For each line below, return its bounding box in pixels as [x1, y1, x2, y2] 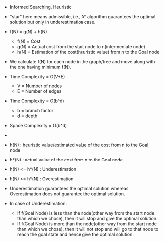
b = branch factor [17, 108, 54, 113]
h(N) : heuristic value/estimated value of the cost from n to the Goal [9, 142, 149, 148]
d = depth [17, 113, 38, 119]
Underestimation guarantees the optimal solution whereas [9, 186, 129, 191]
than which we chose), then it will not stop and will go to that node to [17, 226, 159, 232]
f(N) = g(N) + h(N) [9, 29, 47, 34]
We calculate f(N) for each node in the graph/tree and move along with [9, 59, 155, 64]
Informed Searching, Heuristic [9, 4, 72, 10]
